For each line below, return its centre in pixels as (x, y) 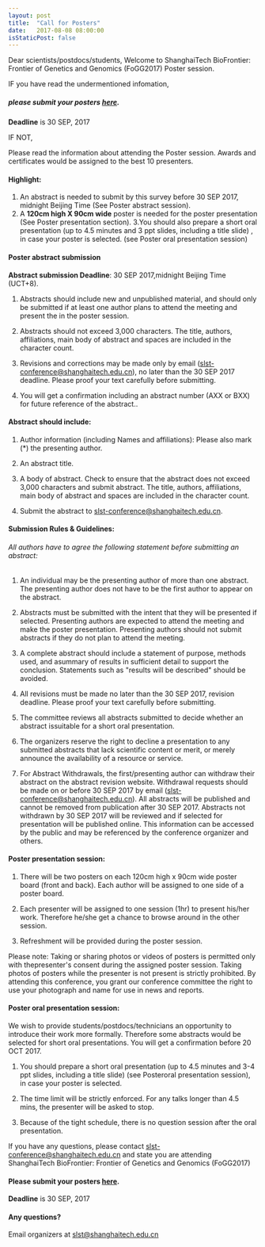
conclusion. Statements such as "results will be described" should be (132, 670)
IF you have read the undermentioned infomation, (89, 84)
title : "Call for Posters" (55, 23)
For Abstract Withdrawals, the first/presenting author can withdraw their (137, 773)
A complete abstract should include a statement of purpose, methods (133, 653)
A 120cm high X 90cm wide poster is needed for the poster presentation (138, 214)
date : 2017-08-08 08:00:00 (56, 30)
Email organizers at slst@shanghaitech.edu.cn (83, 1234)
